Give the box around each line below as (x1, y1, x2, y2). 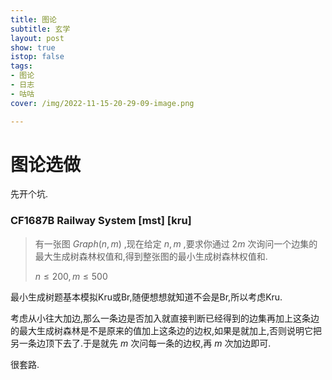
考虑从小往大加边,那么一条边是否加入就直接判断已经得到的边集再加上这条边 (10, 312, 320, 324)
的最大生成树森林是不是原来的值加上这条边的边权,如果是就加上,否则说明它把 (10, 324, 323, 336)
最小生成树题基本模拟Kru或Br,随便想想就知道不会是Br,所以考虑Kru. (10, 291, 283, 303)
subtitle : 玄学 (10, 24, 71, 34)
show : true (10, 42, 56, 53)
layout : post (10, 33, 65, 43)
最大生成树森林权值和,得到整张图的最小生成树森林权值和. (34, 250, 268, 262)
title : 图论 (10, 14, 57, 25)
